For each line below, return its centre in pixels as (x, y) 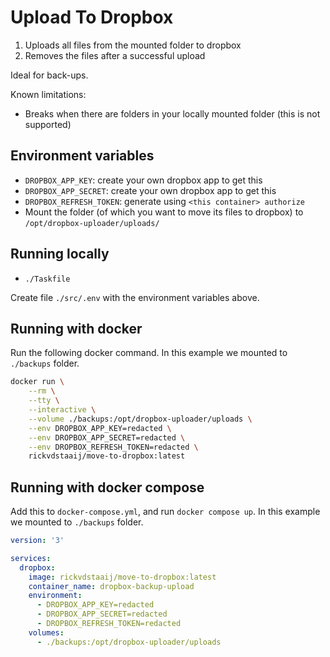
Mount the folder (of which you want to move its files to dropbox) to (164, 212)
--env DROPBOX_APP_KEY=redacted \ (100, 428)
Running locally (60, 254)
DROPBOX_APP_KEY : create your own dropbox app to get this (143, 180)
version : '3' (37, 541)
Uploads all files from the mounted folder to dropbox (133, 45)
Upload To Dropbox (92, 17)
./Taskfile (47, 279)
